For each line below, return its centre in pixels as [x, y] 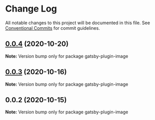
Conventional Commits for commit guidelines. [53, 28]
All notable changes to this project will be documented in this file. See [78, 23]
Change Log [31, 9]
